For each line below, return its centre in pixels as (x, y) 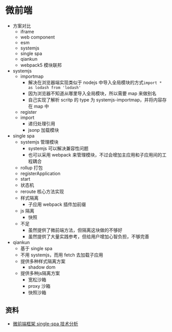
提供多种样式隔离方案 (43, 261)
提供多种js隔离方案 (40, 273)
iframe (27, 31)
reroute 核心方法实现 (42, 191)
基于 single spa (36, 248)
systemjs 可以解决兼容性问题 (58, 148)
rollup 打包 (31, 167)
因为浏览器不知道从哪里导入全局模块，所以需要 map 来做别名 (92, 93)
